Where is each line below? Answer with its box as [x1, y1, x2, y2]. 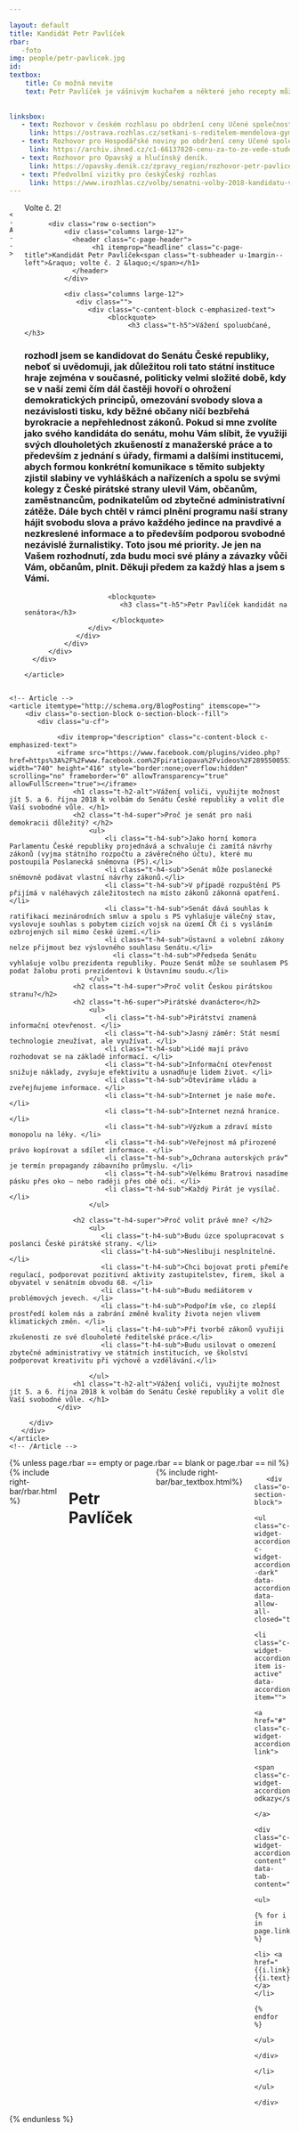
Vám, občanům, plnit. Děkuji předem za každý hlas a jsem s [24, 561, 286, 574]
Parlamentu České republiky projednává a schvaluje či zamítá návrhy [9, 842, 273, 850]
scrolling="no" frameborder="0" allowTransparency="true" [9, 771, 229, 780]
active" [254, 1669, 283, 1679]
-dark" [254, 1568, 279, 1577]
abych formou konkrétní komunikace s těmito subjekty [24, 460, 265, 473]
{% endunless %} [9, 2113, 74, 2124]
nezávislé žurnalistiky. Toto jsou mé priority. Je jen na [24, 539, 262, 551]
